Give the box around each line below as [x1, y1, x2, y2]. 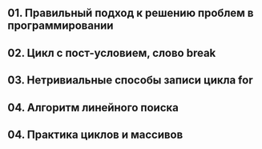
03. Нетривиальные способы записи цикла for [7, 74, 253, 87]
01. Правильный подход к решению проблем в [7, 6, 254, 20]
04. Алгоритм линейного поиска [7, 100, 179, 115]
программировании [7, 19, 114, 33]
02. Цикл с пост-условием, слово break [7, 46, 216, 59]
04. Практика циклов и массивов [7, 127, 183, 141]
